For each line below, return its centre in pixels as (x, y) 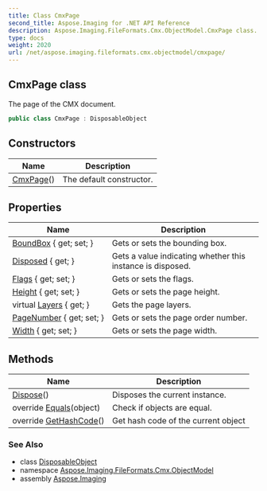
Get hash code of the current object (179, 421)
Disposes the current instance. (169, 395)
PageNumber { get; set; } (58, 318)
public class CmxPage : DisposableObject (78, 119)
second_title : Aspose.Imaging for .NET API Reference (99, 23)
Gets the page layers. (151, 305)
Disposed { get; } (43, 261)
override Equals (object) (56, 408)
